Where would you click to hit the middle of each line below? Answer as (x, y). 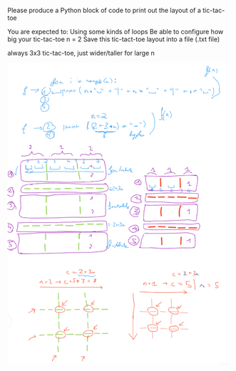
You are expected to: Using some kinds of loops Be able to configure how (116, 32)
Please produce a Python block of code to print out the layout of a (104, 10)
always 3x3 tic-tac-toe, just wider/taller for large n (81, 53)
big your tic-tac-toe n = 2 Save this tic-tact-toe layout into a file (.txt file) (114, 39)
